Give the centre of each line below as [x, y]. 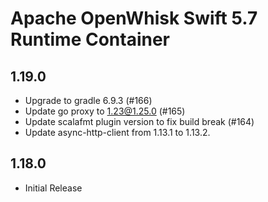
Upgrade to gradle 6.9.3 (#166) [88, 100]
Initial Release [53, 188]
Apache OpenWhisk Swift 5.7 [134, 18]
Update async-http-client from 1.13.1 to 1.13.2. [117, 132]
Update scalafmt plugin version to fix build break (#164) [139, 121]
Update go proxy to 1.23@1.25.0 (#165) [105, 111]
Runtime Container [90, 39]
